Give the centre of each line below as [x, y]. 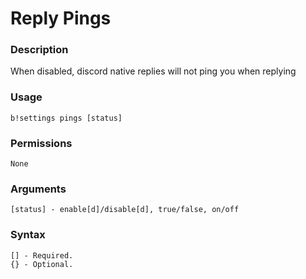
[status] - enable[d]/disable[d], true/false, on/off [125, 210]
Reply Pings [61, 18]
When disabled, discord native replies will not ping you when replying [153, 71]
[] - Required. [42, 255]
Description [39, 50]
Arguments [38, 189]
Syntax [28, 235]
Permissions [41, 143]
